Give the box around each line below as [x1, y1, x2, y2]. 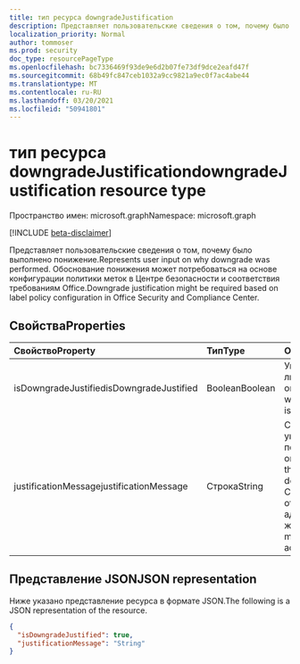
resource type [99, 180, 207, 201]
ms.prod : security [9, 46, 78, 55]
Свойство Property [13, 344, 96, 357]
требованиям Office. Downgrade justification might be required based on [9, 283, 279, 294]
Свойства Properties [9, 318, 127, 333]
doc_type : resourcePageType [9, 54, 114, 63]
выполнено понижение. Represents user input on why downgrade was [9, 254, 271, 265]
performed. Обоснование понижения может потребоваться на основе [9, 264, 278, 275]
